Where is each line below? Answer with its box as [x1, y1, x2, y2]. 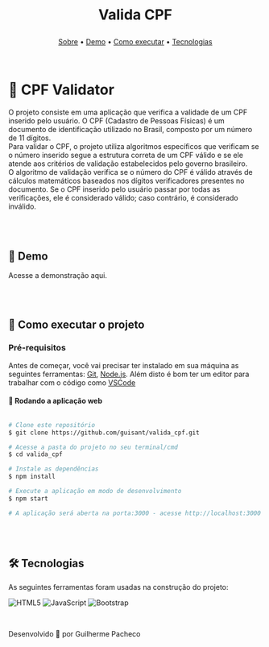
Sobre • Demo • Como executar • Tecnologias [58, 37, 213, 47]
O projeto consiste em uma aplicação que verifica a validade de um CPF [8, 107, 248, 118]
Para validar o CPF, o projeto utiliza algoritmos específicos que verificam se [8, 142, 259, 151]
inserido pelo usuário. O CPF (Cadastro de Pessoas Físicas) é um [8, 116, 226, 126]
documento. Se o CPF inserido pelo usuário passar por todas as [8, 185, 221, 194]
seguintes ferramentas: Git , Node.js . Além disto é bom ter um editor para [8, 369, 250, 379]
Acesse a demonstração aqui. [8, 270, 107, 280]
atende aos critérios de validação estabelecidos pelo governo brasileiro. [8, 159, 248, 168]
